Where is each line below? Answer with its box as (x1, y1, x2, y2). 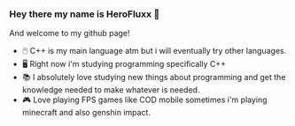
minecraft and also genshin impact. (21, 107, 151, 118)
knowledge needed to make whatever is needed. (21, 85, 200, 95)
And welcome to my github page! (9, 28, 130, 39)
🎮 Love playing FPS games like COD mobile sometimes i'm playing (21, 94, 268, 105)
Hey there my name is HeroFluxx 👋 (9, 8, 160, 20)
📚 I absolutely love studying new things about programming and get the (21, 72, 286, 83)
